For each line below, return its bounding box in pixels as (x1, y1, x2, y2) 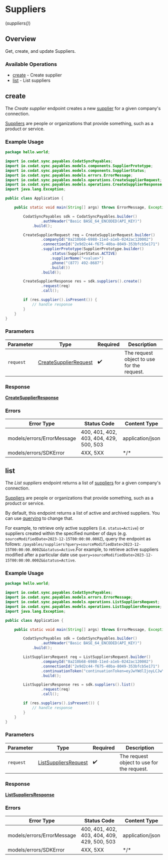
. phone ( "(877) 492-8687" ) (49, 260, 104, 265)
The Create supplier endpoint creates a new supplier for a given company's (5, 105, 161, 111)
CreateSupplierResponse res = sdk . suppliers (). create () (23, 279, 142, 284)
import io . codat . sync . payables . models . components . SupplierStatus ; (5, 168, 146, 173)
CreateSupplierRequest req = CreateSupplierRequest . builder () (23, 232, 155, 237)
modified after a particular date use (5, 552, 78, 558)
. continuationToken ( (40, 668, 84, 674)
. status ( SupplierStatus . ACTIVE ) (49, 251, 117, 256)
